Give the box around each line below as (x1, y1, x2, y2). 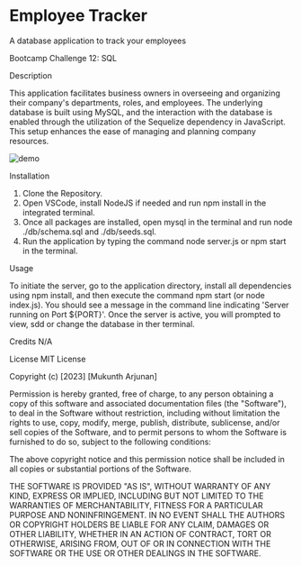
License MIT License (9, 353, 86, 364)
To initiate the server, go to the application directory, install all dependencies (9, 280, 292, 291)
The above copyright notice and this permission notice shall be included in (9, 453, 285, 464)
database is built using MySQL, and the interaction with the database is (9, 106, 273, 117)
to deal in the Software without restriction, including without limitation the (9, 407, 280, 418)
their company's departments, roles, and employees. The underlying (9, 96, 263, 108)
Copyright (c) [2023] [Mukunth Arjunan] (9, 370, 157, 381)
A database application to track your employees (9, 35, 187, 46)
